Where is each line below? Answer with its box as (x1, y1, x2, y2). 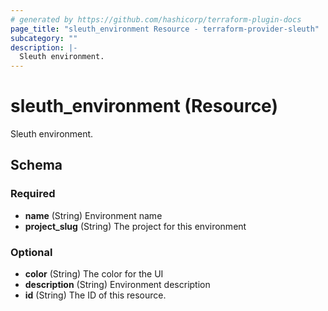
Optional (10, 245, 53, 259)
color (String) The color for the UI (24, 268, 164, 280)
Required (10, 187, 56, 201)
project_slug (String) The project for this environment (24, 220, 247, 232)
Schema (10, 157, 63, 174)
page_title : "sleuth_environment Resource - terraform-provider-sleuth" (10, 24, 320, 34)
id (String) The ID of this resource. (24, 289, 167, 301)
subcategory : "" (10, 33, 78, 43)
